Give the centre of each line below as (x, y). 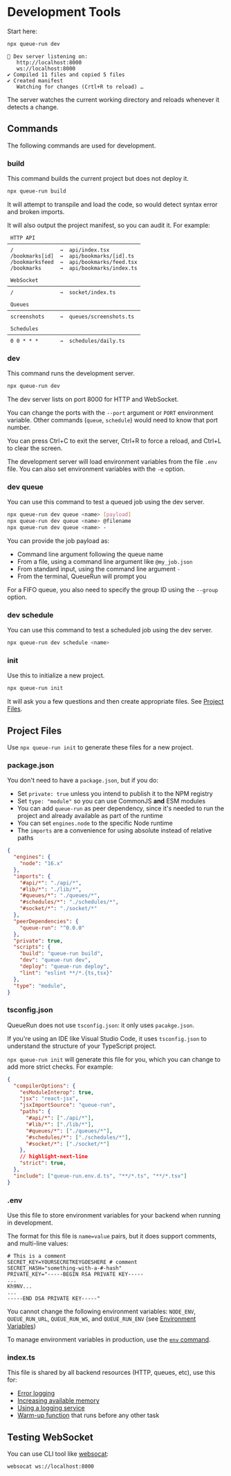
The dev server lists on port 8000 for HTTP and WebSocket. (93, 399)
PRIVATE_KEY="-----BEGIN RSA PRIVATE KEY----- (75, 1274)
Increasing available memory (58, 1401)
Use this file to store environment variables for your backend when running (114, 1215)
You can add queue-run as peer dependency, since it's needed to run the (121, 808)
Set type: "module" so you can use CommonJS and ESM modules (111, 801)
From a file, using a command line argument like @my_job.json (105, 561)
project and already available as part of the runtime (90, 816)
